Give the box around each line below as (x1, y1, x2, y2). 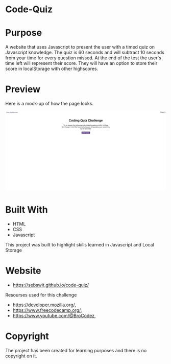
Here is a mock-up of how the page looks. (5, 101, 93, 107)
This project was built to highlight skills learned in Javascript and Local (5, 242, 154, 248)
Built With (5, 204, 48, 216)
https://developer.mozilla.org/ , (12, 302, 77, 308)
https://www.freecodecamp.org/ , (12, 307, 82, 313)
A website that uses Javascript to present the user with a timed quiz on (5, 44, 155, 50)
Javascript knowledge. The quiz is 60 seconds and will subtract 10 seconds (5, 50, 164, 56)
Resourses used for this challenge (5, 291, 77, 298)
